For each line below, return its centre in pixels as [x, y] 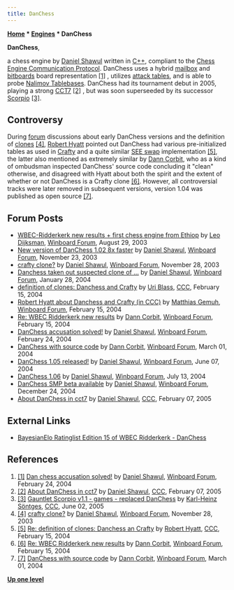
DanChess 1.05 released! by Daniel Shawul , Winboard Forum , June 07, [118, 362]
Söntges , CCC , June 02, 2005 [61, 506]
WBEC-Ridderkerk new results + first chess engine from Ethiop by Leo [119, 235]
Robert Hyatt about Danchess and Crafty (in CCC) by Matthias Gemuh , [119, 302]
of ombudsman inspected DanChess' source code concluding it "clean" [110, 167]
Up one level [25, 579]
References [33, 459]
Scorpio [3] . [24, 98]
